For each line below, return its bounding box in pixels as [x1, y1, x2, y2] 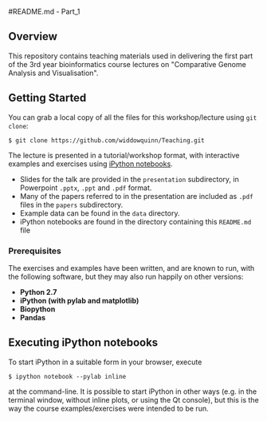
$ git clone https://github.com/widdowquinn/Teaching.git [8, 136, 205, 145]
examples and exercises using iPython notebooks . [8, 159, 173, 169]
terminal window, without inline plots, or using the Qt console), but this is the [8, 395, 259, 404]
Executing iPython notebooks [8, 336, 159, 350]
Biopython [19, 304, 56, 314]
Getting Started [8, 91, 87, 105]
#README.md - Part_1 [8, 7, 80, 16]
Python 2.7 [19, 287, 57, 296]
